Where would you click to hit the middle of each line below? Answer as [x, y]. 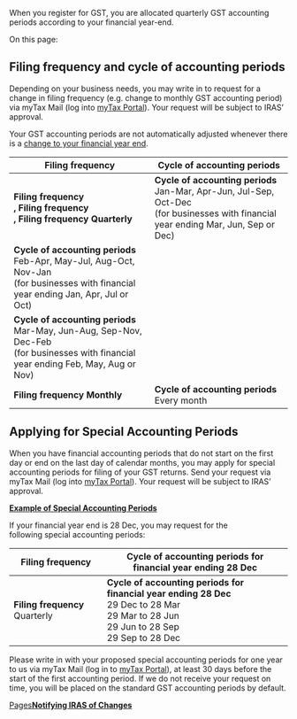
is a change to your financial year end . [79, 143]
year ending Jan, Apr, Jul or [71, 294]
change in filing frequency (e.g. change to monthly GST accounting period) [146, 97]
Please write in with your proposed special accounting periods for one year [146, 660]
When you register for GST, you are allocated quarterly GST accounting [139, 13]
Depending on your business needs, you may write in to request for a [135, 89]
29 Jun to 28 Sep [143, 626]
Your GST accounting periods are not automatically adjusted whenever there [148, 134]
